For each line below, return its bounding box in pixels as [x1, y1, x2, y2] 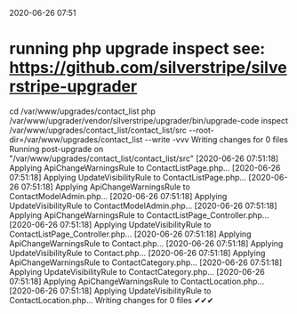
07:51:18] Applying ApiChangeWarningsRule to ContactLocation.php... [9, 276, 265, 286]
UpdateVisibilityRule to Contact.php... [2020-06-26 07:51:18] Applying [9, 247, 266, 258]
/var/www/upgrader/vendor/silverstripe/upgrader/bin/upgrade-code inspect [9, 115, 289, 125]
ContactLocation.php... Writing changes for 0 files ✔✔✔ [9, 294, 214, 305]
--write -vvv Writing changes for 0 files [144, 133, 289, 145]
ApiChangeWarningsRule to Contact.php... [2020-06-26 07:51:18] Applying [9, 238, 284, 248]
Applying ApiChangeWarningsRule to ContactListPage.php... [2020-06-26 [9, 162, 281, 173]
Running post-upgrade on [9, 143, 104, 154]
